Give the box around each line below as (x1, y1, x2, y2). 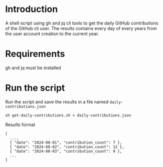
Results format (5, 121, 36, 127)
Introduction (5, 3, 58, 15)
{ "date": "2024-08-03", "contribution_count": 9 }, (10, 148, 122, 153)
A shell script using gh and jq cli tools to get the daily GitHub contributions (5, 20, 158, 26)
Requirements (5, 48, 65, 59)
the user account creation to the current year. (5, 30, 99, 36)
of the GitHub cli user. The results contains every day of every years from (5, 25, 157, 31)
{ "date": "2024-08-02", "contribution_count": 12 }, (10, 144, 124, 149)
